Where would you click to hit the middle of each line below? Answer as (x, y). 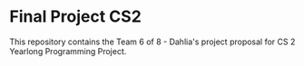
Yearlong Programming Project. (68, 51)
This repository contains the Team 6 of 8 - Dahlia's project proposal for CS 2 (152, 42)
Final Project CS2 (76, 17)
